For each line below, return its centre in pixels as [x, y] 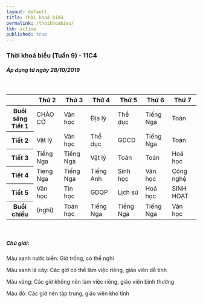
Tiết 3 [20, 158]
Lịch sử [128, 192]
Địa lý [98, 119]
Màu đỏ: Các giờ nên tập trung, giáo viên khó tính [68, 293]
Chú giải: [18, 243]
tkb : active [21, 29]
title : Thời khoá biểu [35, 18]
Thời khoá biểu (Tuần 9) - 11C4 [52, 56]
